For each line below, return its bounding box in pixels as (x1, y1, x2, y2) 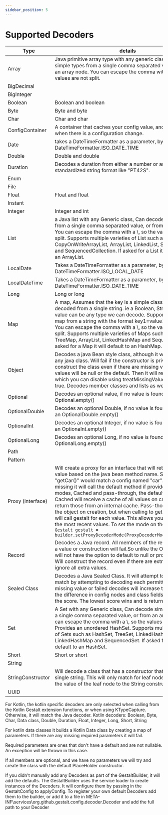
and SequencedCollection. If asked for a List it (54, 247, 163, 254)
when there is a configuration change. (54, 130, 144, 137)
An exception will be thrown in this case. (5, 747, 88, 753)
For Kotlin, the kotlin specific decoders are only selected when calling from (5, 701, 159, 707)
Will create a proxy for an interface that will (54, 464, 155, 471)
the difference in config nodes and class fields (54, 591, 163, 598)
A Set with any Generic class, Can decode (54, 606, 153, 613)
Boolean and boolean (54, 99, 105, 106)
